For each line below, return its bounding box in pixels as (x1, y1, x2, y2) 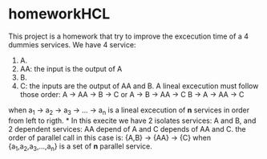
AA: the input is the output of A (19, 63, 123, 73)
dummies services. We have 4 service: (8, 39, 136, 49)
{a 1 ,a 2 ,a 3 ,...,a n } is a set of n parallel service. (8, 141, 152, 153)
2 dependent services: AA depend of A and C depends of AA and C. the (8, 124, 246, 133)
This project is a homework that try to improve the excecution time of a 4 (8, 31, 249, 41)
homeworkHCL (8, 5, 111, 23)
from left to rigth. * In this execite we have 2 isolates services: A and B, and (8, 116, 257, 125)
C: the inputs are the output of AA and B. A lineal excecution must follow (19, 81, 259, 91)
